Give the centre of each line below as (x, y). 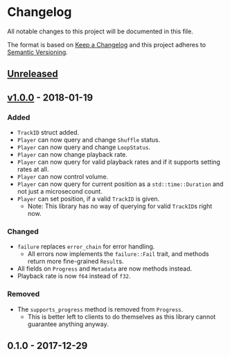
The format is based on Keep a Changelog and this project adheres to (107, 44)
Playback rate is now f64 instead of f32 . (74, 276)
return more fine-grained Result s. (76, 262)
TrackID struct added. (48, 133)
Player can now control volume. (63, 177)
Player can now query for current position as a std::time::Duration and (120, 184)
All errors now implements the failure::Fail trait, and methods (118, 254)
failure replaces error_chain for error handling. (86, 246)
